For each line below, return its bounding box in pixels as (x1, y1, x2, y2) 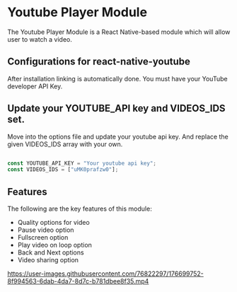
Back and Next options (17, 248, 84, 257)
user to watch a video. (7, 35, 73, 43)
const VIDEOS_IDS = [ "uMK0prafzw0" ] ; (7, 166, 119, 173)
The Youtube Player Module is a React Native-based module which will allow (7, 28, 231, 36)
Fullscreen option (17, 233, 69, 242)
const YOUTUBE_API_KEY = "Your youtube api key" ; (7, 160, 157, 167)
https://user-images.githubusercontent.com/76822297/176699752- (7, 269, 204, 278)
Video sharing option (17, 256, 79, 264)
